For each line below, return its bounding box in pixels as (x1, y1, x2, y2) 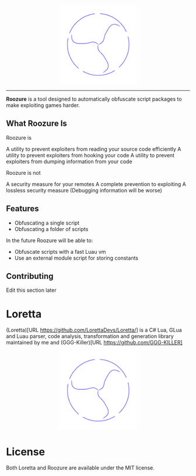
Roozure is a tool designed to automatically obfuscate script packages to (6, 95, 182, 102)
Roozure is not (6, 169, 41, 176)
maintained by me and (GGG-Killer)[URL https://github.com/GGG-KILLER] (6, 339, 183, 346)
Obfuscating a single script (14, 219, 80, 226)
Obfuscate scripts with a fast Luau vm (14, 248, 106, 255)
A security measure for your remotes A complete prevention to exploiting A (6, 180, 187, 188)
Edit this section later (6, 287, 57, 294)
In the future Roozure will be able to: (6, 237, 93, 244)
